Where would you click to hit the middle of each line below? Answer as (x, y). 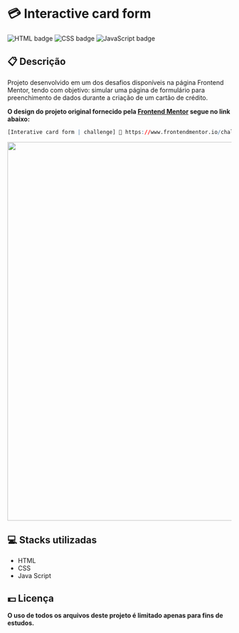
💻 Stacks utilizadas (52, 540)
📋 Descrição (37, 62)
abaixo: (19, 119)
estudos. (21, 623)
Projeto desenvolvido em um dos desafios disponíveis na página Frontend (116, 82)
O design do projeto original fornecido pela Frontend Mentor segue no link (119, 111)
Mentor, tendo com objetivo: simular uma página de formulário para (106, 90)
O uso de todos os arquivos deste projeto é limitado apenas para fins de (115, 616)
